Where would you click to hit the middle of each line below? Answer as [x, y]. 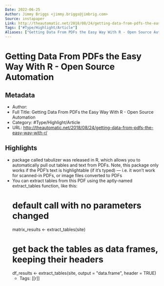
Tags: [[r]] [30, 278]
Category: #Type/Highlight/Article [46, 122]
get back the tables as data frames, [85, 249]
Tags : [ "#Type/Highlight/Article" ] [41, 28]
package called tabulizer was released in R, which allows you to [76, 160]
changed [31, 216]
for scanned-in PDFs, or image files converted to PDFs [67, 175]
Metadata [20, 95]
